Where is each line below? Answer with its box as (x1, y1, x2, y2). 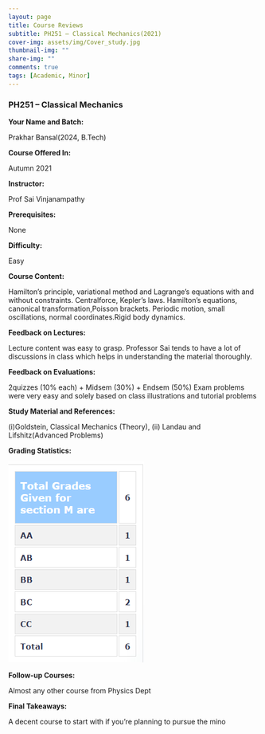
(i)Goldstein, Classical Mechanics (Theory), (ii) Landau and (8, 422, 201, 432)
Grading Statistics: (8, 446, 72, 456)
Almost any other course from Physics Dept (8, 686, 151, 696)
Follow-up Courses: (8, 670, 76, 681)
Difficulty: (8, 241, 42, 250)
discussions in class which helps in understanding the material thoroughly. (8, 351, 252, 362)
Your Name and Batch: (8, 117, 84, 127)
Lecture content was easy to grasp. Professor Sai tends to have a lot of (8, 343, 241, 353)
